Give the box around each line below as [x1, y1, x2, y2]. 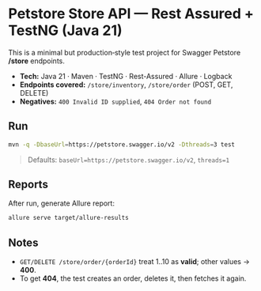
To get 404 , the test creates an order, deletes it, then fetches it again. [19, 274, 247, 283]
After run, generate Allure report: [8, 198, 115, 208]
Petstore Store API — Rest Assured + [8, 5, 255, 23]
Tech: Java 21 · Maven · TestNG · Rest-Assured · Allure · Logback [19, 71, 233, 81]
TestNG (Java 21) [8, 21, 123, 40]
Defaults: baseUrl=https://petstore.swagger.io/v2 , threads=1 [27, 155, 230, 164]
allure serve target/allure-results [8, 214, 129, 222]
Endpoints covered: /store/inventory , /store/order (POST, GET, [19, 80, 233, 89]
